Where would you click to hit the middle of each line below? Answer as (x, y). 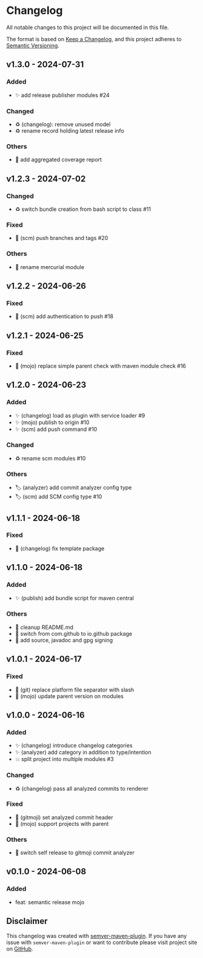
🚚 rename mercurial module (50, 267)
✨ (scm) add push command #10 (56, 429)
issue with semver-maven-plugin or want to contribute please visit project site (102, 942)
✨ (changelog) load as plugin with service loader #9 (80, 415)
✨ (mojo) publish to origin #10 (52, 422)
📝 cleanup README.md (44, 627)
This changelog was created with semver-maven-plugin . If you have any (96, 936)
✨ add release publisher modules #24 (62, 95)
